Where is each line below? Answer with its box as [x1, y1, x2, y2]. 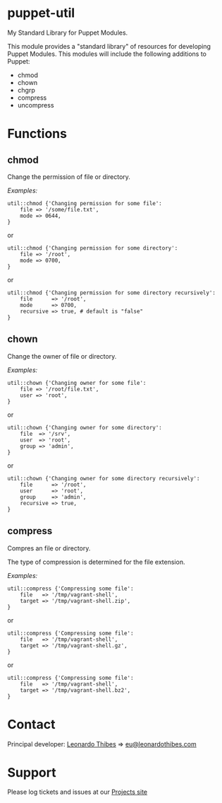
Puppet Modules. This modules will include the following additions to [7, 50, 206, 58]
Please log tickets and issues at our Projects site [7, 787, 148, 797]
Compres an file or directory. [7, 543, 91, 553]
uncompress [17, 100, 54, 109]
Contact [7, 716, 56, 732]
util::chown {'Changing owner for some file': [7, 379, 147, 386]
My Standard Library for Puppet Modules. [7, 28, 128, 37]
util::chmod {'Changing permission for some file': [7, 200, 162, 207]
